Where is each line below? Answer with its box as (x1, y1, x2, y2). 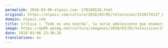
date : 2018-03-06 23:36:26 (5, 30, 61, 35)
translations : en (5, 35, 41, 40)
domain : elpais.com (5, 16, 46, 21)
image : (5, 26, 19, 31)
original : (5, 12, 26, 17)
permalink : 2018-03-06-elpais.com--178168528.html (5, 7, 113, 12)
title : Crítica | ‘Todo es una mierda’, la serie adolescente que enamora (5, 21, 164, 26)
